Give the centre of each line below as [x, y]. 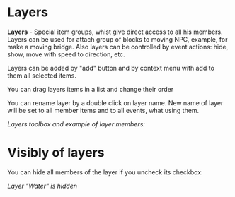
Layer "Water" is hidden [42, 186]
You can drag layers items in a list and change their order [91, 89]
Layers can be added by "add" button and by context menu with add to [111, 68]
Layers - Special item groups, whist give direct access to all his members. [115, 32]
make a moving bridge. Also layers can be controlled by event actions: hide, [118, 47]
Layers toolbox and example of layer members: [76, 124]
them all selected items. [42, 76]
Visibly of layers [56, 153]
